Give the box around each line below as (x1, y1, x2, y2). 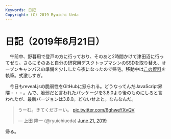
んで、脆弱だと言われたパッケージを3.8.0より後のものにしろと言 (27, 90, 163, 96)
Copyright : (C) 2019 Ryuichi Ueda (5, 12, 79, 17)
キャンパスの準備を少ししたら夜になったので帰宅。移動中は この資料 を (18, 66, 166, 72)
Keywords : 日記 (5, 7, 36, 13)
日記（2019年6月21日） (5, 36, 105, 47)
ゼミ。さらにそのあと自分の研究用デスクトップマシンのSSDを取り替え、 (9, 60, 162, 66)
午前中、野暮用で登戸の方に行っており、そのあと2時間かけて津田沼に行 (9, 53, 160, 60)
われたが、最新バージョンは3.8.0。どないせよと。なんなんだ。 (5, 96, 136, 102)
